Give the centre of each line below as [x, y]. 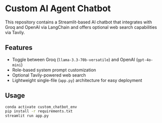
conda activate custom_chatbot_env [41, 107]
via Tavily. [15, 32]
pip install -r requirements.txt [39, 111]
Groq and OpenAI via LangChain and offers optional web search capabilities [81, 27]
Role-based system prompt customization [54, 70]
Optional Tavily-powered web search [49, 75]
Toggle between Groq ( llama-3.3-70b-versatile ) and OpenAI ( [75, 60]
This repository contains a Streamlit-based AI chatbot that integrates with [79, 22]
